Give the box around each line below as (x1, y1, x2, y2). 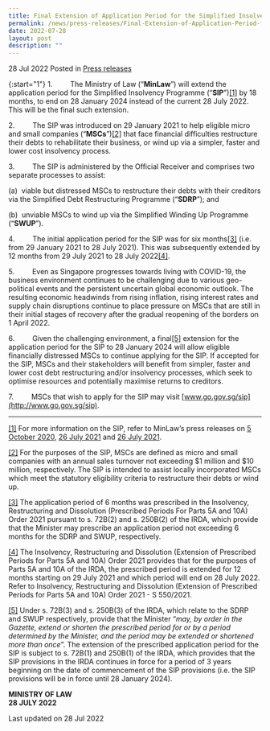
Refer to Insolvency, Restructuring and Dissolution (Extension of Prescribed (8, 581, 258, 591)
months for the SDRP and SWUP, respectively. (8, 532, 162, 541)
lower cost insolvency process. (8, 146, 111, 156)
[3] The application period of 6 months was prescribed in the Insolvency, (8, 498, 249, 507)
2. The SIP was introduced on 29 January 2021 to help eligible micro (8, 121, 251, 130)
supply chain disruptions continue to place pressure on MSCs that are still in (8, 301, 260, 310)
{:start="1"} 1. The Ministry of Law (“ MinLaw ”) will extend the (8, 80, 227, 89)
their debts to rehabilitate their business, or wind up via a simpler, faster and (8, 138, 260, 147)
